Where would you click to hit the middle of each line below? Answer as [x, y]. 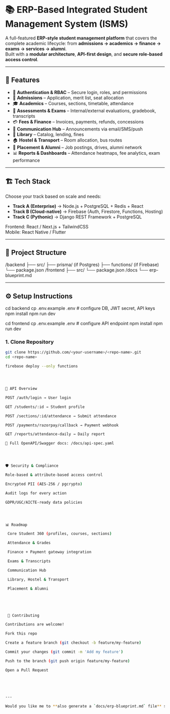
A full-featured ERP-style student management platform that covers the [81, 38]
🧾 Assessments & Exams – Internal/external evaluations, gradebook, [84, 110]
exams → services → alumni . [36, 49]
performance [26, 160]
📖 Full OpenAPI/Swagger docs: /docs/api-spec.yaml [60, 443]
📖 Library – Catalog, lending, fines [48, 134]
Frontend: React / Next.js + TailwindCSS [47, 227]
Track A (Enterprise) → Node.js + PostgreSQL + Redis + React [78, 206]
